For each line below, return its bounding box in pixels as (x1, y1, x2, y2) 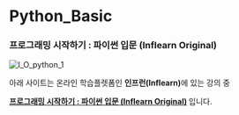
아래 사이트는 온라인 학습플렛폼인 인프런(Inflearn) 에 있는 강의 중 (9, 77, 231, 89)
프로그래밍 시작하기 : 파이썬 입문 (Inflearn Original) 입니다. (9, 97, 213, 107)
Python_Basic (9, 6, 113, 26)
